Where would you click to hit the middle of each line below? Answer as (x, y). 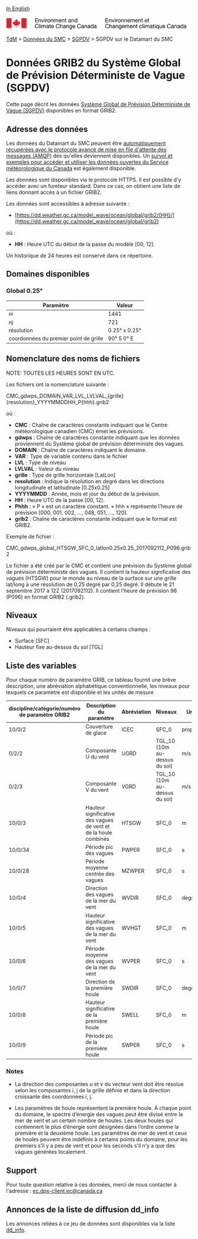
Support (22, 1170)
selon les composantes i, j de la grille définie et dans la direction (92, 1091)
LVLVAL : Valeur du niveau (47, 468)
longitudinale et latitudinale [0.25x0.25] (62, 487)
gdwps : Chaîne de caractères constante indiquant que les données (97, 437)
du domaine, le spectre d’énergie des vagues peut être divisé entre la (99, 1114)
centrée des (100, 874)
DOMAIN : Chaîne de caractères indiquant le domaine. (81, 450)
